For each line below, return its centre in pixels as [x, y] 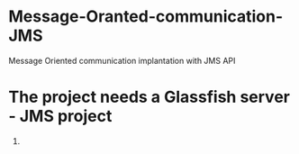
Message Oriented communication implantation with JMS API [122, 60]
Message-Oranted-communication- [146, 17]
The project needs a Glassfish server [149, 97]
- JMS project [60, 117]
